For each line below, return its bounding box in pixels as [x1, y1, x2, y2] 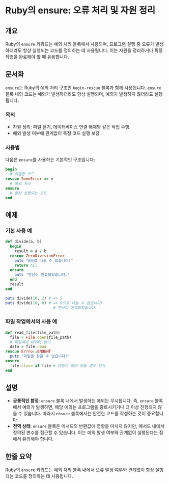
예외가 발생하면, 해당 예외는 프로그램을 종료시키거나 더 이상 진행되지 [22, 404, 157, 410]
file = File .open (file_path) [10, 335, 72, 340]
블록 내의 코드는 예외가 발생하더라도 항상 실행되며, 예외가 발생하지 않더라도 [5, 91, 154, 97]
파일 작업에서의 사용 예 [5, 318, 58, 325]
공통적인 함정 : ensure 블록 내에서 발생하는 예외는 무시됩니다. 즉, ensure [12, 398, 154, 404]
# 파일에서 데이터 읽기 [10, 339, 51, 344]
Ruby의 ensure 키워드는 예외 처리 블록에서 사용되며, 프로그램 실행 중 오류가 [5, 41, 154, 47]
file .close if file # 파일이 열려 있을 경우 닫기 [10, 363, 105, 368]
